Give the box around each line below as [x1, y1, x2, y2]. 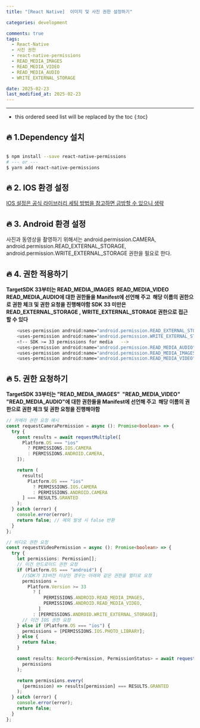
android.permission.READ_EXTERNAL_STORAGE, [6, 243, 127, 250]
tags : [6, 36, 20, 42]
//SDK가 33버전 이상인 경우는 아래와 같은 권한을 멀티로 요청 [21, 572, 152, 578]
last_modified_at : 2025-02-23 [6, 91, 82, 98]
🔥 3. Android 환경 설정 [6, 219, 86, 229]
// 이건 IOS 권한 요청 [21, 617, 71, 623]
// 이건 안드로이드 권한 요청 [17, 562, 78, 568]
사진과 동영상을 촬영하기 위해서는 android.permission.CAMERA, [6, 236, 157, 243]
